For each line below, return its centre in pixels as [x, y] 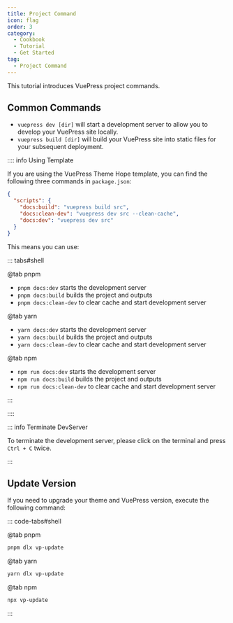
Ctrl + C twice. [30, 448]
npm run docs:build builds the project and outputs [89, 379]
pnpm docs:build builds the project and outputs [85, 295]
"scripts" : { [32, 201]
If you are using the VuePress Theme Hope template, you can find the [107, 174]
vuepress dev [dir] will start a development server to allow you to [112, 125]
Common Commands [54, 108]
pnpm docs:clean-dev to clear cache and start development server [112, 302]
